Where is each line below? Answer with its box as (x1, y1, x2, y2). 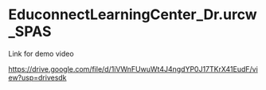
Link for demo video (8, 49, 74, 58)
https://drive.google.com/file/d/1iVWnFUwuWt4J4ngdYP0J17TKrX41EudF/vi (8, 64, 259, 73)
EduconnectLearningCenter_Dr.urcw (8, 6, 257, 24)
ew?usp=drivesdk (8, 72, 67, 82)
